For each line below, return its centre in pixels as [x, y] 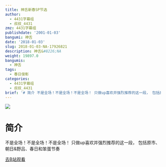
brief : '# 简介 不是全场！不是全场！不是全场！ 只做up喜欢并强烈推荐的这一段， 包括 [82, 93]
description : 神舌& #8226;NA [33, 51]
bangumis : [15, 60]
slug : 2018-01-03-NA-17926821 [36, 47]
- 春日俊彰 [19, 74]
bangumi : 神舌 [19, 38]
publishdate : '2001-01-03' [33, 33]
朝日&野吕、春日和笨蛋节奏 [33, 149]
